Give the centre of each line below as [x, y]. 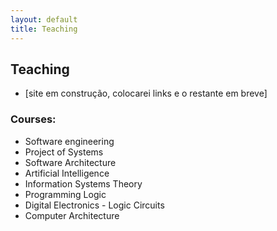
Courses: [33, 119]
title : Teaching [44, 29]
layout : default [44, 19]
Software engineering [69, 141]
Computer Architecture [72, 215]
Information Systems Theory [83, 183]
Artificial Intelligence [67, 173]
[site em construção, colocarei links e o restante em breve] [146, 93]
